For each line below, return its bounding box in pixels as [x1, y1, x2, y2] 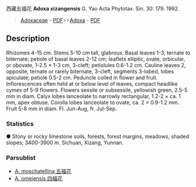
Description [6, 34, 50, 44]
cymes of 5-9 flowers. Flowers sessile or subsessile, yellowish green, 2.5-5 [6, 86, 188, 93]
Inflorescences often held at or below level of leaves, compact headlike [6, 80, 178, 87]
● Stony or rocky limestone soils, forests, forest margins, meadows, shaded [6, 133, 190, 140]
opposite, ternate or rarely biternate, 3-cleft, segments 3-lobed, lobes [6, 68, 174, 75]
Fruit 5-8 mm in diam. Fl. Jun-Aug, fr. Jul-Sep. [6, 105, 117, 112]
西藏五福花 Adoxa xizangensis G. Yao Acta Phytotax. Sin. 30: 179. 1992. [6, 5, 180, 12]
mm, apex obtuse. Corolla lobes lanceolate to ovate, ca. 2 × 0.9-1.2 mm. [6, 99, 180, 106]
